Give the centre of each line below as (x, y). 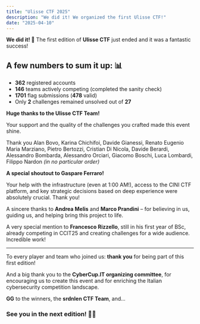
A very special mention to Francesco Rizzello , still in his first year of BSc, (96, 227)
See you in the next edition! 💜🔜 (51, 314)
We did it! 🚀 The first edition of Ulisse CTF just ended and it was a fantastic (99, 40)
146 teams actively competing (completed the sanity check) (88, 89)
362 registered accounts (45, 83)
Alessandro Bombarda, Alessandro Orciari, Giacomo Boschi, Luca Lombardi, (100, 155)
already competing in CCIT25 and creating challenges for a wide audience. (98, 233)
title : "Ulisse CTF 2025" (38, 12)
